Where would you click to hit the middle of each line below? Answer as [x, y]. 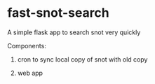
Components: [27, 45]
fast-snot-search [59, 13]
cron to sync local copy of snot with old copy [82, 59]
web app [30, 73]
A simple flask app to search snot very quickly [74, 32]
